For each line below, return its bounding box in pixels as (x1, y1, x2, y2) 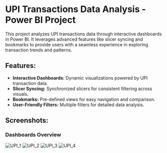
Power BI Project (5, 14, 76, 26)
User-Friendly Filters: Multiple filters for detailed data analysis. (12, 102, 144, 108)
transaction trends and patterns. (5, 47, 72, 53)
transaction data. (12, 80, 48, 86)
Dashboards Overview (5, 131, 62, 138)
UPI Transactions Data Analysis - (5, 4, 146, 15)
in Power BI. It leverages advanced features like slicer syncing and (5, 36, 143, 42)
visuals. (12, 91, 29, 97)
